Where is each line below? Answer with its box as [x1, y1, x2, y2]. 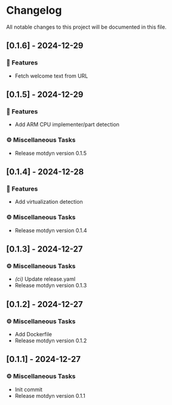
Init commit [14, 386, 43, 393]
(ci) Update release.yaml [14, 275, 76, 283]
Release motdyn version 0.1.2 [14, 337, 87, 344]
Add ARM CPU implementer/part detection [14, 121, 119, 128]
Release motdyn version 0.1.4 [14, 226, 88, 234]
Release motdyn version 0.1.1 [14, 392, 85, 399]
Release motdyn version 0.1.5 [14, 149, 87, 157]
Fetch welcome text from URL [14, 72, 88, 79]
